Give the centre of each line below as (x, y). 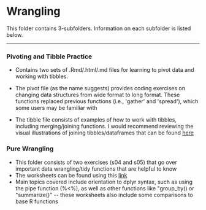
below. (15, 34)
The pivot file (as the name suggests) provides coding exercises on (100, 88)
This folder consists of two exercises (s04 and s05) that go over (96, 162)
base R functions (36, 201)
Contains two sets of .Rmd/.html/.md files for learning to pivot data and (105, 70)
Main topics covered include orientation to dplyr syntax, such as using (104, 182)
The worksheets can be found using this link (71, 175)
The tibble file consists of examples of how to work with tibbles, (96, 120)
